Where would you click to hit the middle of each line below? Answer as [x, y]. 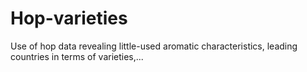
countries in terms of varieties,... [77, 56]
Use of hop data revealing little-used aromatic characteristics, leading [154, 46]
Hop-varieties [69, 18]
